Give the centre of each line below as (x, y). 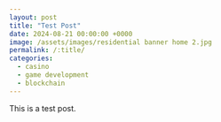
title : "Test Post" (45, 26)
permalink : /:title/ (47, 50)
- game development (53, 75)
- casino (33, 67)
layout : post (33, 17)
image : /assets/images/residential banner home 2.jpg (111, 42)
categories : (31, 58)
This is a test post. (43, 108)
